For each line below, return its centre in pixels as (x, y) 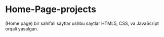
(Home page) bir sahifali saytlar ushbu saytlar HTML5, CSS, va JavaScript (82, 23)
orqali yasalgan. (22, 28)
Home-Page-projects (51, 9)
